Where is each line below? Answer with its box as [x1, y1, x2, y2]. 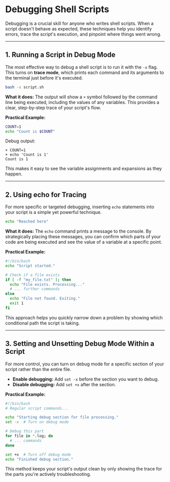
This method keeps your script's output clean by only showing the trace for [5, 466, 162, 472]
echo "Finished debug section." [5, 457, 73, 462]
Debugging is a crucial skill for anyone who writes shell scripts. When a [5, 20, 154, 26]
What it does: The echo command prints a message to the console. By [5, 228, 152, 234]
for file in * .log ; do [5, 433, 53, 438]
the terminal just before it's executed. [5, 75, 83, 81]
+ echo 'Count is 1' [5, 152, 49, 158]
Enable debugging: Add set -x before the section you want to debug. [12, 376, 159, 382]
